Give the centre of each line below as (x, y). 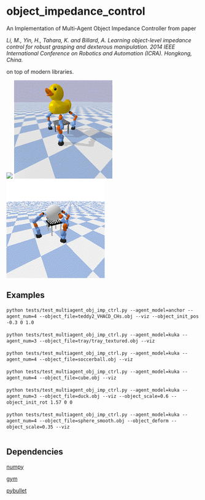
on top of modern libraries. (40, 71)
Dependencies (35, 452)
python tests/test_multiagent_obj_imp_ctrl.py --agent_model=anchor (96, 310)
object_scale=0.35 (30, 427)
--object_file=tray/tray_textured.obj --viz (97, 341)
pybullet (17, 490)
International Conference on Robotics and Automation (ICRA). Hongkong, (99, 53)
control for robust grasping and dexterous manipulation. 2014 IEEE (91, 47)
